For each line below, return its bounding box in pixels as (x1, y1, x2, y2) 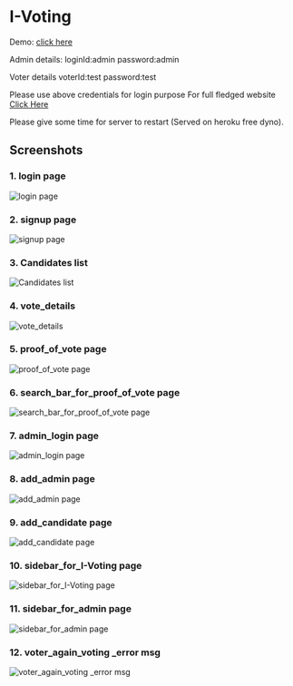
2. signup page (9, 213, 77, 226)
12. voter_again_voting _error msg (9, 646, 161, 659)
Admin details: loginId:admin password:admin (9, 54, 180, 64)
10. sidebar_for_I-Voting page (9, 559, 142, 572)
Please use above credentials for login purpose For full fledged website (9, 89, 277, 100)
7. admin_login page (9, 429, 100, 442)
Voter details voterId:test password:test (9, 71, 157, 83)
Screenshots (9, 142, 83, 158)
